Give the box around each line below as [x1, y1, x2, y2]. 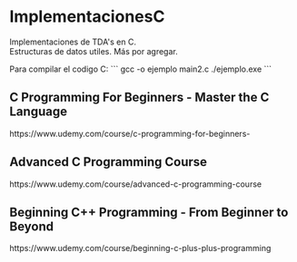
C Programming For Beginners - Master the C [9, 90, 270, 105]
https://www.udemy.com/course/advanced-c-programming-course [9, 179, 262, 189]
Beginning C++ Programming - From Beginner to [9, 204, 289, 219]
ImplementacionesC [9, 6, 165, 27]
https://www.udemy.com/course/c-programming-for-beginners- [9, 128, 251, 139]
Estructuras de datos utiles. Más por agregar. [9, 45, 179, 56]
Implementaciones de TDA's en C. [9, 36, 136, 47]
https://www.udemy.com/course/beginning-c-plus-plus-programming [9, 243, 272, 254]
